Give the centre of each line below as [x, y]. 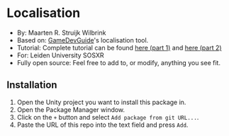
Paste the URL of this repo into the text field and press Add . [102, 125]
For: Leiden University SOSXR [60, 55]
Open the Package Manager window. [71, 109]
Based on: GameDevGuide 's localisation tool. [83, 40]
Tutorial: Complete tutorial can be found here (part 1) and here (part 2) [119, 47]
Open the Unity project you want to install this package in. [101, 102]
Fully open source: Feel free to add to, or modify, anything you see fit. [119, 62]
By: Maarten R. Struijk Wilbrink [61, 33]
